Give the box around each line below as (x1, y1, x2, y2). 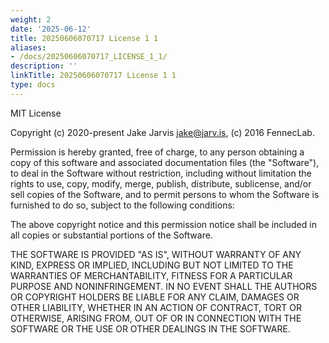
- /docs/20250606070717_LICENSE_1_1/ (10, 52, 168, 62)
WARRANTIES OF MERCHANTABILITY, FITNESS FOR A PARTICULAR (10, 269, 293, 281)
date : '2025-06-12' (10, 24, 92, 34)
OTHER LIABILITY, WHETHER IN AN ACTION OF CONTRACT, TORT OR (10, 301, 302, 313)
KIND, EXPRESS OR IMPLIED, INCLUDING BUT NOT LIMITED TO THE (10, 259, 294, 271)
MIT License (10, 107, 62, 119)
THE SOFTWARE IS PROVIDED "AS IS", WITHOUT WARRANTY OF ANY (10, 248, 302, 260)
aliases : (10, 42, 47, 53)
